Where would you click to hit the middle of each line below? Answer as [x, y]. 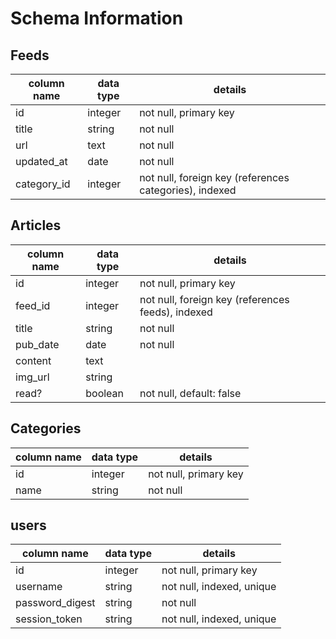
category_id [43, 184]
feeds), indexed [176, 312]
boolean [105, 393]
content [33, 360]
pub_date [37, 344]
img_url [32, 377]
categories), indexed [188, 190]
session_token [49, 619]
